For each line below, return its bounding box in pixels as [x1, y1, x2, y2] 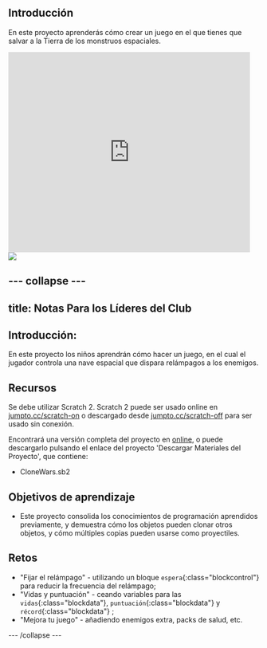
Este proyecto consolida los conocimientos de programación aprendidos [19, 512, 258, 521]
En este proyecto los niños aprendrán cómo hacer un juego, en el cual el [8, 350, 246, 359]
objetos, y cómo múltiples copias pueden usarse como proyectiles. [19, 528, 241, 538]
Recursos [8, 381, 57, 395]
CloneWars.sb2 [19, 467, 70, 477]
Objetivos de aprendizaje [8, 490, 135, 504]
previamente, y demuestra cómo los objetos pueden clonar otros [19, 520, 233, 529]
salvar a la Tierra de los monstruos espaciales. [8, 36, 162, 45]
